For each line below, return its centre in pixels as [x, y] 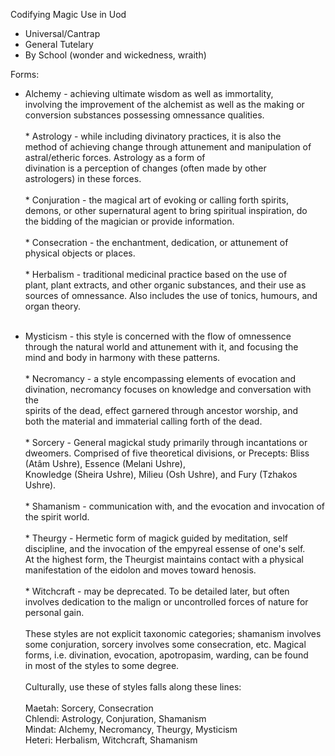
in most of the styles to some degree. [102, 665]
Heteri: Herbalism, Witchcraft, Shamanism [111, 740]
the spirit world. [57, 517]
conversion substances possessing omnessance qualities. [144, 115]
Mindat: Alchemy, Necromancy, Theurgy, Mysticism [131, 729]
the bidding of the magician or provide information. [129, 221]
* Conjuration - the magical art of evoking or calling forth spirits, [156, 200]
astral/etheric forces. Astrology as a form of [115, 157]
